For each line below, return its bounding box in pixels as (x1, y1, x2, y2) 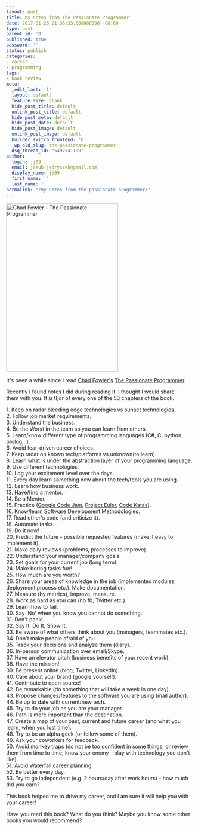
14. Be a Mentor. (6, 495, 46, 502)
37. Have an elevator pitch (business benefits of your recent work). (6, 654, 170, 661)
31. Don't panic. (6, 615, 45, 622)
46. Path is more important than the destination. (6, 711, 123, 718)
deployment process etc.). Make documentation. (6, 584, 126, 591)
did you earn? (6, 781, 40, 788)
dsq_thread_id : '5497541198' (11, 148, 84, 154)
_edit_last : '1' (11, 87, 52, 93)
